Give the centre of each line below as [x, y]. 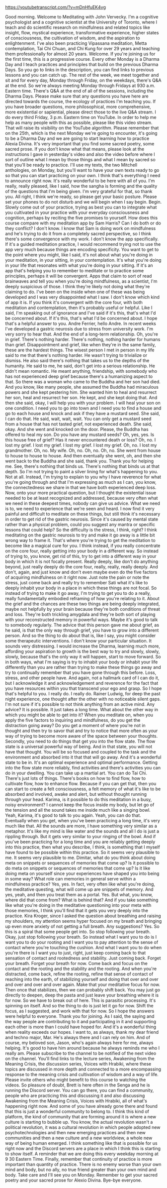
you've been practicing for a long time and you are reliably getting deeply [80, 842]
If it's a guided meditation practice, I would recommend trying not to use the [83, 244]
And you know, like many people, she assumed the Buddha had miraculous [82, 387]
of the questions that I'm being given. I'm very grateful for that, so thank [79, 191]
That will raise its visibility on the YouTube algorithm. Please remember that [82, 128]
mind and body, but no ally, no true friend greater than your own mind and [81, 1170]
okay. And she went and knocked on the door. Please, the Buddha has [77, 429]
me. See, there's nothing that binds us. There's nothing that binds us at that [83, 466]
